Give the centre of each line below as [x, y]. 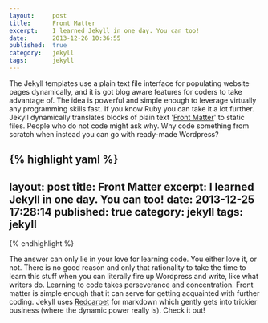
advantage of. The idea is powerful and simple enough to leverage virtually [133, 100]
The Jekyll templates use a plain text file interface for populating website [129, 83]
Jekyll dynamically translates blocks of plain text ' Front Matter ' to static [127, 117]
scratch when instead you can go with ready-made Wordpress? [114, 134]
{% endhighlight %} [42, 244]
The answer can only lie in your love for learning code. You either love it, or [133, 259]
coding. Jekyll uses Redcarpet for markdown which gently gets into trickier [133, 302]
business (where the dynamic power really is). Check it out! [107, 310]
